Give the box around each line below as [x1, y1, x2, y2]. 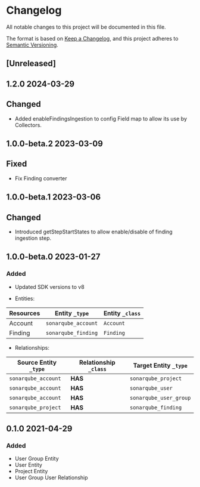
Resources [9, 309, 40, 317]
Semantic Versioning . [6, 41, 58, 48]
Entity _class [103, 309, 141, 317]
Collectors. [14, 121, 42, 128]
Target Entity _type [133, 361, 187, 369]
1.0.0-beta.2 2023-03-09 [6, 138, 103, 149]
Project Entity [14, 468, 48, 475]
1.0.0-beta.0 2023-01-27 [6, 252, 101, 262]
